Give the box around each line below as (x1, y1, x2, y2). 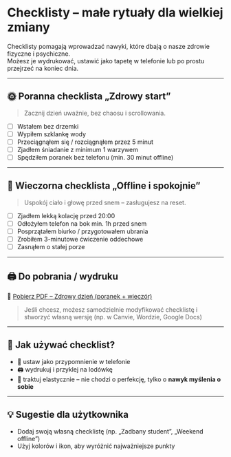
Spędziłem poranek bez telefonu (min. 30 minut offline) (16, 153, 174, 161)
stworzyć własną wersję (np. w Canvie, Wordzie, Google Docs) (23, 313, 203, 321)
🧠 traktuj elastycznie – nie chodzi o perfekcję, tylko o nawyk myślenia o (16, 375, 221, 383)
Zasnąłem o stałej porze (16, 243, 85, 251)
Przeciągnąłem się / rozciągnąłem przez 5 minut (16, 138, 153, 146)
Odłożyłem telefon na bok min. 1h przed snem (16, 219, 147, 228)
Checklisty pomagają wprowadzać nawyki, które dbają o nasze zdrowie (7, 42, 210, 50)
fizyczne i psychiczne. (7, 50, 71, 58)
